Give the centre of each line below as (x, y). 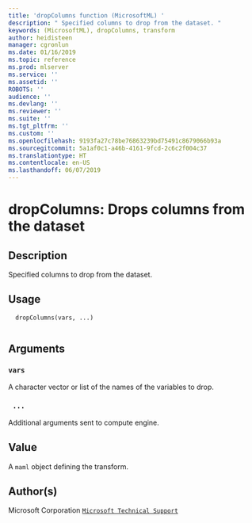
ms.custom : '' (32, 133)
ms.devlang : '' (33, 104)
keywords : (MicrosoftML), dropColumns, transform (92, 30)
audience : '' (30, 97)
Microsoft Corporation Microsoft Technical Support (93, 510)
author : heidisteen (40, 38)
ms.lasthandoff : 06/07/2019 (55, 170)
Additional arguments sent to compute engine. (84, 422)
